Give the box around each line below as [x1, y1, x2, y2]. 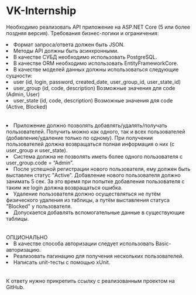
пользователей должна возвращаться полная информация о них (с [6, 140, 175, 147]
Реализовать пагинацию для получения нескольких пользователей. [13, 252, 184, 259]
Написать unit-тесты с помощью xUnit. [13, 259, 111, 266]
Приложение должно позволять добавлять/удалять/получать [13, 122, 168, 129]
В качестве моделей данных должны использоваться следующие [13, 66, 179, 73]
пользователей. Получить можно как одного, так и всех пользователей [6, 128, 185, 135]
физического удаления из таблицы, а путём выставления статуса [6, 196, 170, 203]
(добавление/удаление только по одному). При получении [6, 134, 153, 141]
